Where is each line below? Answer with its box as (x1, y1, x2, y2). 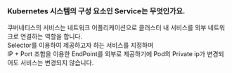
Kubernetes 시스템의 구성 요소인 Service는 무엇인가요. (7, 6, 186, 15)
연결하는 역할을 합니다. (20, 32, 83, 41)
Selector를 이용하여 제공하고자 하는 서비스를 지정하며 (7, 41, 154, 50)
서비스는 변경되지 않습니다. (20, 58, 94, 67)
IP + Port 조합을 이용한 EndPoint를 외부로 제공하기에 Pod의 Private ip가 (7, 50, 206, 58)
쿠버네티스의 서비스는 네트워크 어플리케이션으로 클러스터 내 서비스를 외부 (7, 23, 207, 32)
